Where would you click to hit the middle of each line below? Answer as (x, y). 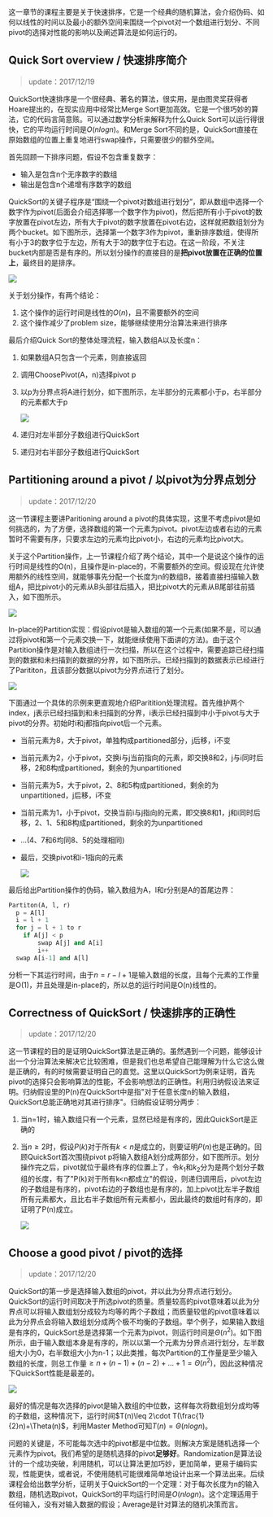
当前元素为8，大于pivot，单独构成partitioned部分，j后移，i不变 (126, 740)
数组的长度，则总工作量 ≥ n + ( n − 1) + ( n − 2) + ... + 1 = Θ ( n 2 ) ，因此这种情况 (136, 1362)
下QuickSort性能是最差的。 (54, 1373)
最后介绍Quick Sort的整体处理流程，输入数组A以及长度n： (106, 339)
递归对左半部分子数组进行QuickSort (80, 435)
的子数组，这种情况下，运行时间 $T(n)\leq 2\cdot (89, 1416)
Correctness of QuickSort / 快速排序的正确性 (122, 1013)
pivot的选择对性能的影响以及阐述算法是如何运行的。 (95, 32)
